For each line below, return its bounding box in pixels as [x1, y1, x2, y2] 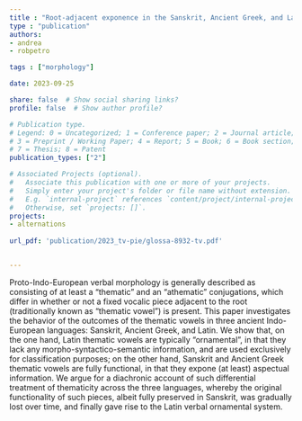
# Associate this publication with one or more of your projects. [9, 178, 271, 187]
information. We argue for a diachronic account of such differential [9, 372, 256, 383]
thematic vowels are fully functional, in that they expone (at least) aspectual [9, 363, 289, 373]
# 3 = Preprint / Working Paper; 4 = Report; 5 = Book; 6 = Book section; [9, 137, 296, 146]
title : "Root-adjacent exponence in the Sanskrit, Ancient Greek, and [9, 13, 283, 22]
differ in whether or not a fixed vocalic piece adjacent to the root [9, 296, 248, 307]
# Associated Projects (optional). [9, 170, 143, 179]
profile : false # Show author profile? [9, 103, 164, 112]
